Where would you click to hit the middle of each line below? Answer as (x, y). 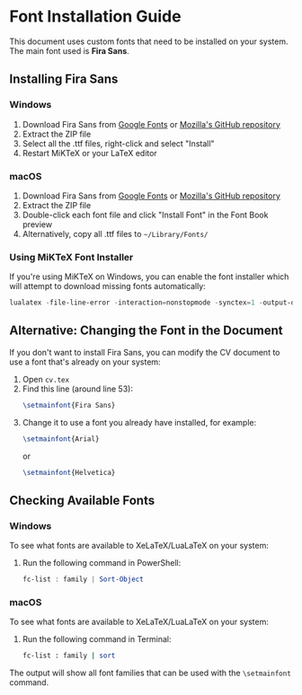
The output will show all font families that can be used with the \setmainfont (151, 673)
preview (37, 224)
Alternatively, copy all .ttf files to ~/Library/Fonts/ (115, 233)
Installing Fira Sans (64, 79)
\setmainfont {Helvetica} (69, 472)
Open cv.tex (46, 379)
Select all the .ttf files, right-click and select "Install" (118, 143)
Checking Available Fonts (82, 500)
